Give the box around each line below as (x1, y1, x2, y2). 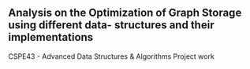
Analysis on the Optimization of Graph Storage (8, 6, 242, 20)
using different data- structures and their (8, 19, 215, 32)
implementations (8, 31, 94, 44)
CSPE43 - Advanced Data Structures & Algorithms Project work (8, 51, 215, 61)
